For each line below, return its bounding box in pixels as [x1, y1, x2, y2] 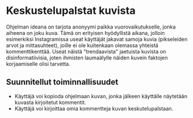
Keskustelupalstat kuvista [6, 4, 136, 17]
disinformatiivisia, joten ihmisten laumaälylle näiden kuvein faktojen [6, 54, 168, 61]
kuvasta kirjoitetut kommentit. [14, 99, 87, 106]
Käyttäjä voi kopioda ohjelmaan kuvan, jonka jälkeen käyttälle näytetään [14, 92, 188, 99]
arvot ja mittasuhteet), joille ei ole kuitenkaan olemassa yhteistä [6, 42, 159, 49]
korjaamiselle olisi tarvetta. [6, 60, 71, 67]
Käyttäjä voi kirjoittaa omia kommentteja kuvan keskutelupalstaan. [14, 105, 174, 112]
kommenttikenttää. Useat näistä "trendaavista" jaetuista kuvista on [6, 48, 167, 55]
